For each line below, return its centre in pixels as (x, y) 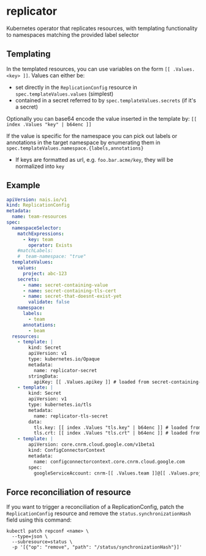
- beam (37, 330)
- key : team (38, 239)
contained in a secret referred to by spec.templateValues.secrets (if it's (105, 100)
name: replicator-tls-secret (71, 416)
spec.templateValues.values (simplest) (64, 94)
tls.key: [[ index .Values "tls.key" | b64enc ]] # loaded (111, 427)
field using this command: (39, 520)
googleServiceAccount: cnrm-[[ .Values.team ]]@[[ (100, 473)
